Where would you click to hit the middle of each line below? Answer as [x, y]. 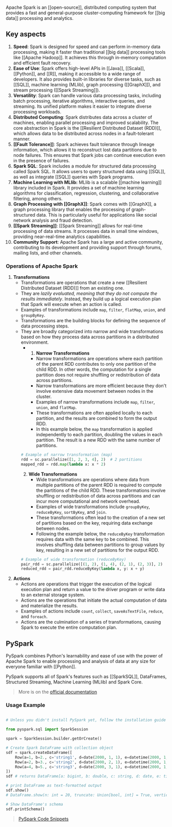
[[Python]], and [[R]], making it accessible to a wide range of [77, 74]
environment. [35, 342]
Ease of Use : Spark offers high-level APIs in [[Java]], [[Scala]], [79, 68]
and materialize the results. [49, 606]
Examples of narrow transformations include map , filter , [95, 402]
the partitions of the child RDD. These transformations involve [101, 490]
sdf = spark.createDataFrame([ [39, 752]
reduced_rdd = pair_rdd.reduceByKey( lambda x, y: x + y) [83, 569]
